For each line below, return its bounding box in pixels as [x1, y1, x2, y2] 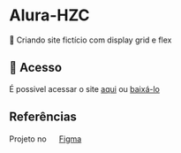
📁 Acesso [9, 60, 63, 75]
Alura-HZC [9, 5, 90, 26]
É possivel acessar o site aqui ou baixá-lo [9, 83, 161, 94]
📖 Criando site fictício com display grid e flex [9, 34, 172, 45]
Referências [9, 110, 78, 125]
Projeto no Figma [9, 134, 82, 144]
